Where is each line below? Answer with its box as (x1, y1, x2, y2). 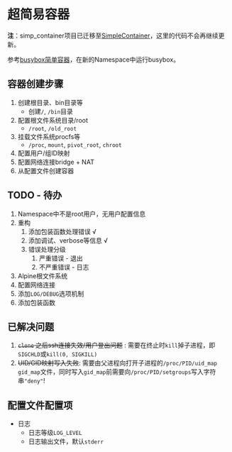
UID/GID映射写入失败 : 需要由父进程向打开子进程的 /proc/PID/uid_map (17, 359, 218, 368)
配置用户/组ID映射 (17, 148, 70, 157)
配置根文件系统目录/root (17, 116, 89, 124)
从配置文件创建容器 (17, 166, 74, 175)
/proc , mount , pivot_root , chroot (28, 140, 122, 149)
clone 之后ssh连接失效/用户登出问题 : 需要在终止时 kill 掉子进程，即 (17, 341, 216, 350)
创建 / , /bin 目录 (28, 107, 73, 116)
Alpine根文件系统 (17, 271, 68, 280)
